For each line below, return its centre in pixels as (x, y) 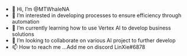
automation (25, 22)
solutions (23, 34)
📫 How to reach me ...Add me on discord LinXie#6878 (78, 47)
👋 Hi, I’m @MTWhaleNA (41, 9)
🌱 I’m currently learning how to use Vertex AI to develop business (91, 28)
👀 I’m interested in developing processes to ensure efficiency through (96, 15)
